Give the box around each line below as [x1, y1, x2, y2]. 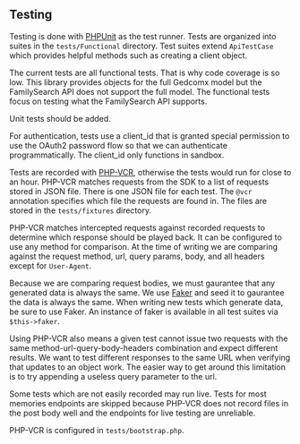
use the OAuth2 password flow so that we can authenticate [9, 140, 228, 150]
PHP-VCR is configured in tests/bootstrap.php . [9, 424, 184, 435]
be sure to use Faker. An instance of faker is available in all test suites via [9, 306, 279, 317]
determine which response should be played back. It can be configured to [9, 232, 282, 243]
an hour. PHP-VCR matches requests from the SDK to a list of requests [9, 176, 270, 187]
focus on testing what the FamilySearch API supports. [9, 96, 208, 107]
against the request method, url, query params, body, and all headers [9, 251, 265, 261]
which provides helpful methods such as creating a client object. [9, 49, 248, 61]
